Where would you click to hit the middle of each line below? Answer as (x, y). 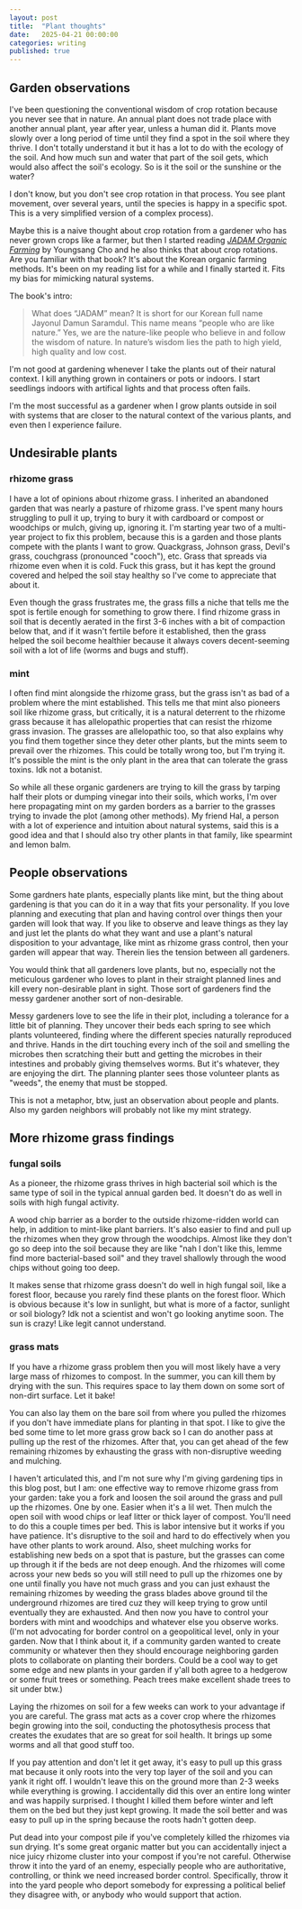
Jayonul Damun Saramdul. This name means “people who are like (153, 323)
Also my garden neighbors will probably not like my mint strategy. (130, 1110)
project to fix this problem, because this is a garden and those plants (155, 536)
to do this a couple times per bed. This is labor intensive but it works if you (147, 1526)
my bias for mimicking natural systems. (82, 278)
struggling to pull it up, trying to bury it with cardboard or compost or (137, 517)
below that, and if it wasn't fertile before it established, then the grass (138, 631)
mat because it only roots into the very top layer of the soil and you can (141, 1771)
